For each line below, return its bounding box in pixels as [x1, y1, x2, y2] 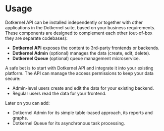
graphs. [12, 115, 28, 121]
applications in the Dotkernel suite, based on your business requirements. [5, 24, 156, 30]
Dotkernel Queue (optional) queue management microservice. [12, 55, 140, 61]
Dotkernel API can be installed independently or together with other [5, 19, 143, 25]
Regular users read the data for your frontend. [12, 90, 107, 96]
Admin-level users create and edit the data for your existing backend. [12, 85, 154, 91]
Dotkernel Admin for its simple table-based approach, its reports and [12, 110, 153, 116]
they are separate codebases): [5, 35, 68, 41]
